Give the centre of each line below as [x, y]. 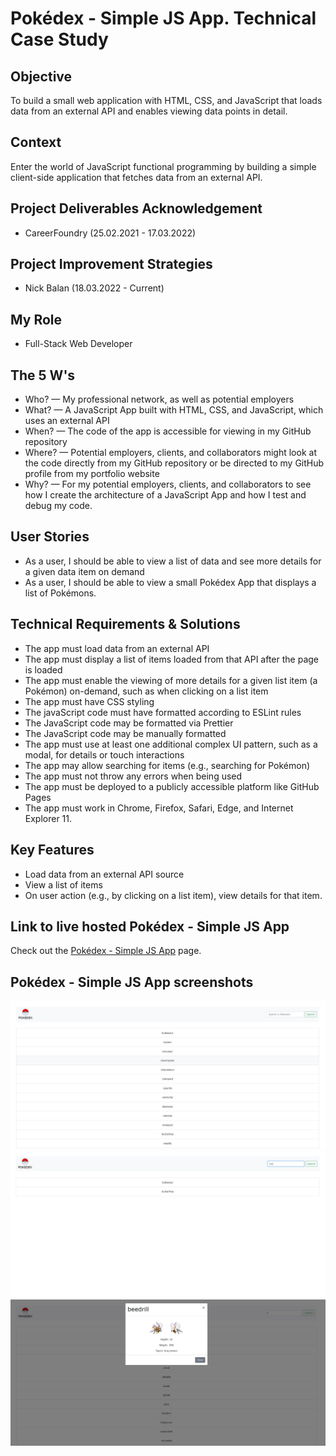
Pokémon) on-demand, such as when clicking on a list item [146, 691]
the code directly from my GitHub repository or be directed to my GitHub [174, 463]
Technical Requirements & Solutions [125, 624]
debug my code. [58, 506]
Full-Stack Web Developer [78, 344]
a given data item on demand [84, 571]
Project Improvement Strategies [111, 264]
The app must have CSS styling [89, 701]
